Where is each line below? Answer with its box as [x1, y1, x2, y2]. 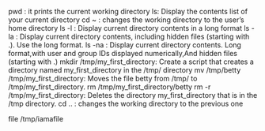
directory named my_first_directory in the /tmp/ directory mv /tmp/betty [8, 65, 241, 74]
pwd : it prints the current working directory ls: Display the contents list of [8, 7, 248, 16]
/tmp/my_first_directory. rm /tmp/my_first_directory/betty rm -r [8, 82, 211, 92]
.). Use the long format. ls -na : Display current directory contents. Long [8, 40, 241, 50]
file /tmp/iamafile [8, 114, 64, 123]
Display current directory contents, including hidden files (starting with [19, 32, 250, 41]
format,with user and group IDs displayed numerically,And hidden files [8, 49, 237, 58]
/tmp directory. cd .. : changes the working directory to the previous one [8, 99, 244, 108]
